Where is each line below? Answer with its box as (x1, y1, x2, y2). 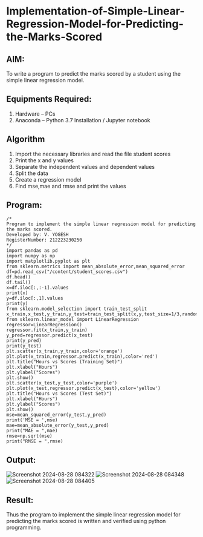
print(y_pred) (6, 338, 42, 344)
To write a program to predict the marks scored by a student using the (6, 70, 181, 77)
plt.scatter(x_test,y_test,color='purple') (6, 380, 118, 386)
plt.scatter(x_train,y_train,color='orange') (6, 348, 123, 355)
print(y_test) (6, 343, 42, 349)
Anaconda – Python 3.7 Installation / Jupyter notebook (14, 116, 150, 124)
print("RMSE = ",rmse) (6, 438, 63, 444)
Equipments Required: (6, 94, 92, 104)
